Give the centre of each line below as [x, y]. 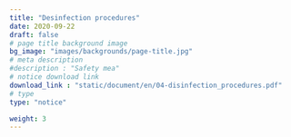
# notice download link [55, 77]
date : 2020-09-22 [42, 26]
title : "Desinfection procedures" [75, 18]
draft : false [34, 34]
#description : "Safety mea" [65, 69]
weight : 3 [28, 119]
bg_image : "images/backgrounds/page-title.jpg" [101, 52]
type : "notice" [38, 102]
